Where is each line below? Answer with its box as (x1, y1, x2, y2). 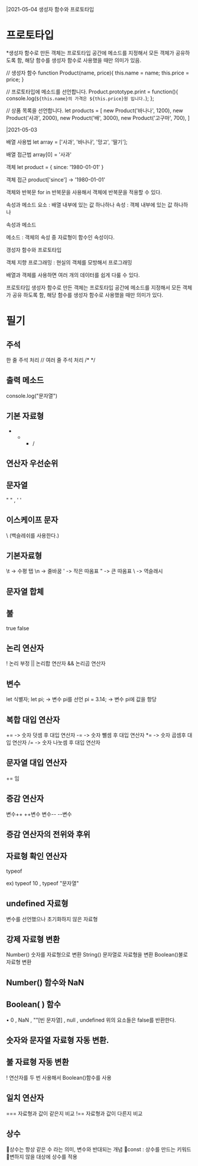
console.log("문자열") (6, 392, 58, 399)
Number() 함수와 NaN (6, 977, 85, 987)
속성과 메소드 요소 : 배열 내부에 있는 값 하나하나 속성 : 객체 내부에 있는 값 (6, 201, 173, 208)
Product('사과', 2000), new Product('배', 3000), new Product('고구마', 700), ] (6, 114, 190, 121)
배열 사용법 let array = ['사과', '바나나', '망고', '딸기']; (6, 138, 128, 145)
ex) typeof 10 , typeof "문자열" (6, 879, 79, 886)
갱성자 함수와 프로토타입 (6, 246, 62, 253)
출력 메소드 (6, 375, 44, 386)
